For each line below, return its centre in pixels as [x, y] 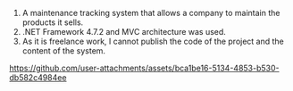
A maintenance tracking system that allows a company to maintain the [151, 13]
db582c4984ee [38, 78]
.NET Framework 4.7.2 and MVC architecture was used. [124, 32]
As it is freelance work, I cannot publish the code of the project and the [153, 41]
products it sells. [53, 22]
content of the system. [63, 51]
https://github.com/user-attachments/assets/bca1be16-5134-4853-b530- [144, 68]
